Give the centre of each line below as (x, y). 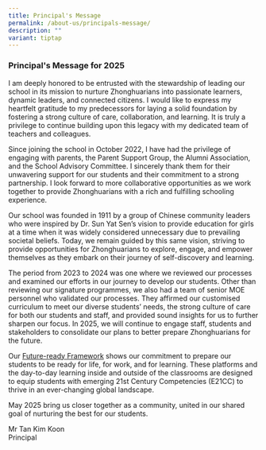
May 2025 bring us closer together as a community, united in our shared (127, 405)
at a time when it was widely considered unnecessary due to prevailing (124, 232)
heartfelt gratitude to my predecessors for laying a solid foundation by (123, 108)
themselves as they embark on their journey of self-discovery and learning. (131, 257)
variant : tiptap (35, 38)
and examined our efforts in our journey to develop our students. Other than (132, 281)
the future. (25, 340)
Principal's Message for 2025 (67, 66)
